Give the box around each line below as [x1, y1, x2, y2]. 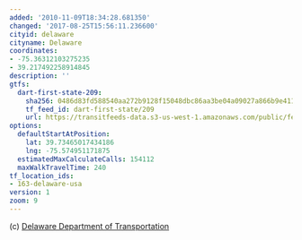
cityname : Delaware [9, 38, 83, 47]
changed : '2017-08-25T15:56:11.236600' [9, 21, 159, 30]
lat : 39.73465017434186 [25, 138, 115, 147]
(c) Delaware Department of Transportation [9, 220, 170, 231]
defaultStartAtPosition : [17, 130, 111, 139]
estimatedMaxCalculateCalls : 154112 [17, 154, 155, 164]
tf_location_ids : [9, 171, 75, 180]
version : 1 [9, 188, 50, 197]
